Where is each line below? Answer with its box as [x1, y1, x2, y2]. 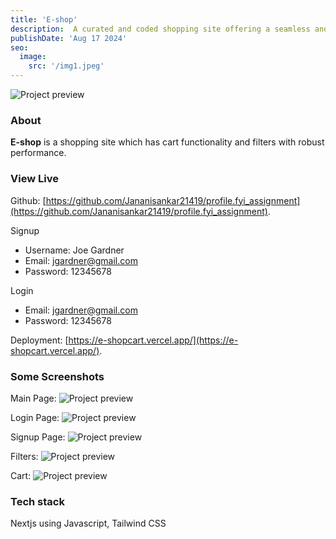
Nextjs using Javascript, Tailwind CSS [10, 517, 167, 530]
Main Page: [10, 392, 57, 404]
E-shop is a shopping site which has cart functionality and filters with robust [10, 136, 325, 148]
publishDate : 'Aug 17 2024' [10, 33, 128, 43]
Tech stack [10, 494, 65, 508]
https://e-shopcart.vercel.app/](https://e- [68, 334, 239, 346]
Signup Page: [10, 431, 66, 443]
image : [19, 52, 47, 62]
